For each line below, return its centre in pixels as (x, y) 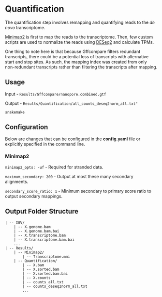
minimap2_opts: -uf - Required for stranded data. (54, 167)
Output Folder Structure (42, 211)
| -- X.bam (33, 265)
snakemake (15, 112)
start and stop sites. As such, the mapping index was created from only (76, 62)
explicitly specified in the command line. (45, 144)
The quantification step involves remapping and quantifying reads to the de (80, 22)
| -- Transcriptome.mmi (46, 256)
